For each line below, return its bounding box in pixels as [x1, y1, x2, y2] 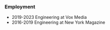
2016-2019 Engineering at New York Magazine [11, 19, 106, 25]
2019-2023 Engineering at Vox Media [11, 15, 87, 20]
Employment [4, 3, 36, 10]
